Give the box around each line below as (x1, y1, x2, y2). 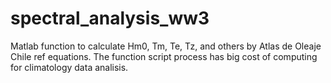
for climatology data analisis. (10, 61, 129, 73)
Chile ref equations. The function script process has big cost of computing (10, 50, 318, 62)
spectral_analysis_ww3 (10, 7, 210, 30)
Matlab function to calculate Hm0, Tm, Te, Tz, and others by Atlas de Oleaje (10, 40, 322, 52)
